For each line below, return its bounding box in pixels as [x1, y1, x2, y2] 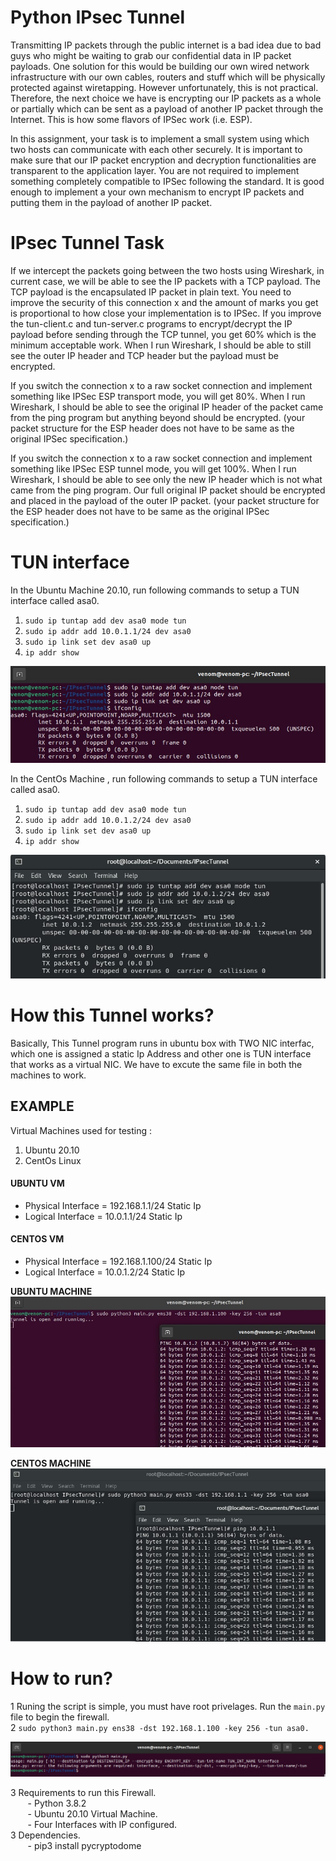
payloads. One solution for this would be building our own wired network [10, 60, 310, 72]
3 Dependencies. [10, 1829, 81, 1841]
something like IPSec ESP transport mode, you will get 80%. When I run [10, 390, 306, 402]
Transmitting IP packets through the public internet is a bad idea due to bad [10, 39, 322, 51]
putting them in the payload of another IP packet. [10, 196, 213, 208]
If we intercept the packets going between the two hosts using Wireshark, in [10, 264, 325, 276]
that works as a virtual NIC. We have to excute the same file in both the [10, 1058, 303, 1070]
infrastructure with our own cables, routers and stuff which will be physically [10, 71, 326, 83]
